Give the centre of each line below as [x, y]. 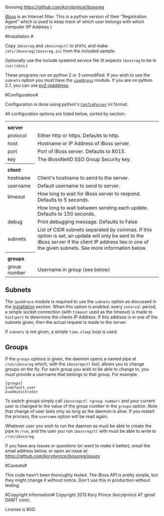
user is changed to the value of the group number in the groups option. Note [81, 406]
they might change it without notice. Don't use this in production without [78, 480]
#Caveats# [16, 466]
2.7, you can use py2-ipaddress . [37, 85]
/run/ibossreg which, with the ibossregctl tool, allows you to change [75, 364]
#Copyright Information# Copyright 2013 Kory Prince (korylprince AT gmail [80, 495]
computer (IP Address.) [29, 27]
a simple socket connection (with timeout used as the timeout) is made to [79, 312]
